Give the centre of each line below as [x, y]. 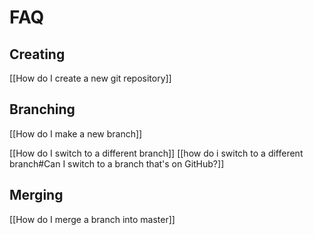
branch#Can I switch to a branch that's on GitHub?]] [117, 163]
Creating [37, 54]
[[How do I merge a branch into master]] [92, 219]
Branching [42, 109]
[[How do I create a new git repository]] [90, 78]
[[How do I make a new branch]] [76, 133]
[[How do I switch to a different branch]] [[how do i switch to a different [156, 153]
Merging [36, 195]
